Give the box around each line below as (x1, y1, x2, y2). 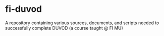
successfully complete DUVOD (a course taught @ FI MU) (5, 25, 123, 31)
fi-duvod (5, 3, 42, 15)
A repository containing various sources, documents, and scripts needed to (5, 20, 160, 26)
